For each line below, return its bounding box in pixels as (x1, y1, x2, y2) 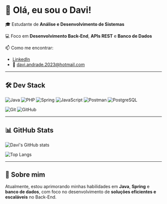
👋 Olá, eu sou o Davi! (5, 4, 91, 16)
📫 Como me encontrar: (5, 45, 54, 51)
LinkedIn (12, 56, 30, 62)
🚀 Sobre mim (5, 170, 46, 179)
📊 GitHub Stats (5, 126, 54, 135)
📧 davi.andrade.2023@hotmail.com (12, 62, 85, 68)
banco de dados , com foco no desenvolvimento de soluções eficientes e (5, 189, 157, 195)
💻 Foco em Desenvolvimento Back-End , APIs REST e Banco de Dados (5, 33, 153, 39)
